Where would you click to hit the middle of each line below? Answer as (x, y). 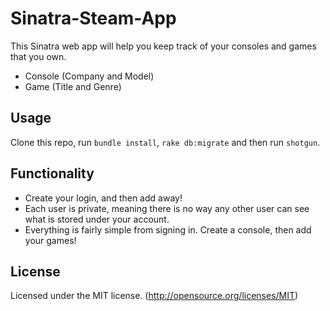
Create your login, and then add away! (103, 198)
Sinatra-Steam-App (93, 18)
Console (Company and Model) (89, 76)
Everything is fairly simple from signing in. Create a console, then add (168, 229)
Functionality (52, 173)
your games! (50, 240)
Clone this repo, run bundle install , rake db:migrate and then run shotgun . (165, 142)
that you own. (38, 56)
